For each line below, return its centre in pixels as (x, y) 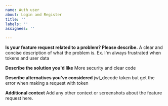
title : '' (16, 19)
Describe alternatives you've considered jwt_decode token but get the (80, 78)
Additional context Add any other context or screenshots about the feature (84, 93)
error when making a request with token (47, 83)
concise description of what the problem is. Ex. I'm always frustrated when (83, 53)
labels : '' (17, 24)
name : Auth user (22, 10)
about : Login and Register (34, 15)
